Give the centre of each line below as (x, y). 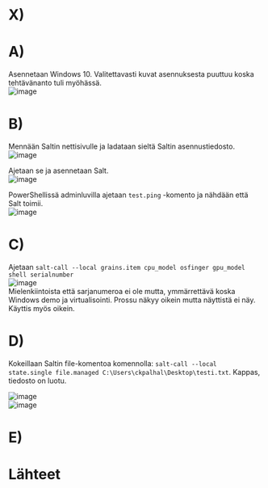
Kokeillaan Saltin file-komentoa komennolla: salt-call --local (113, 363)
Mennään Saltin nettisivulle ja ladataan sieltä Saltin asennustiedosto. (122, 146)
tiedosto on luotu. (38, 381)
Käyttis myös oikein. (42, 308)
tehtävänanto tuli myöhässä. (55, 83)
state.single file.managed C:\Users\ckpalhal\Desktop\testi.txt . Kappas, (134, 372)
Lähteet (35, 475)
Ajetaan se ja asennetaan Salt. (59, 170)
